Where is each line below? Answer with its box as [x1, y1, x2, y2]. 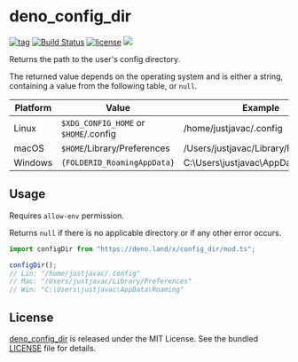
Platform [14, 101, 52, 114]
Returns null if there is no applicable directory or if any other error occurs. [9, 227, 282, 238]
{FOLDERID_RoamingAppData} [60, 157, 176, 168]
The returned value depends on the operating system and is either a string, [9, 71, 284, 82]
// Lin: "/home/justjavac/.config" [9, 269, 141, 278]
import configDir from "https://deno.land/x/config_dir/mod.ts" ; [9, 244, 255, 254]
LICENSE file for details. [9, 342, 97, 353]
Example [242, 101, 280, 114]
